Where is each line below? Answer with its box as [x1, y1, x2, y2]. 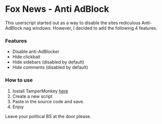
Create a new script [12, 93, 53, 99]
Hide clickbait [12, 54, 41, 60]
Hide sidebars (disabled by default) [12, 59, 84, 65]
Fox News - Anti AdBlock [5, 3, 109, 15]
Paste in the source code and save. [12, 98, 84, 104]
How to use [5, 77, 33, 83]
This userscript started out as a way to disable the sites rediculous [5, 20, 141, 26]
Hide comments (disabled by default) [12, 64, 88, 70]
